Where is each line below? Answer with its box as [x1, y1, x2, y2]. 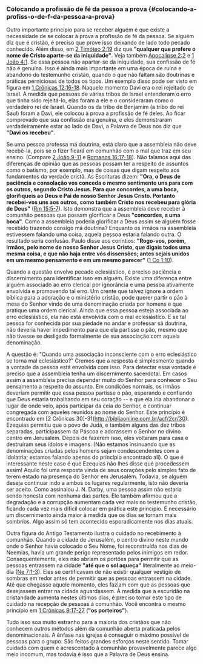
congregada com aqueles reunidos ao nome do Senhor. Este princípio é [6, 409, 185, 416]
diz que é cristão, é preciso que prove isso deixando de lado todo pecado [6, 39, 190, 47]
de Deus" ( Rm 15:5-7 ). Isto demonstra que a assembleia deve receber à [6, 205, 185, 212]
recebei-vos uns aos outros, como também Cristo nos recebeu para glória [6, 199, 196, 206]
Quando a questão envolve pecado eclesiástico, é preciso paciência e [6, 268, 181, 275]
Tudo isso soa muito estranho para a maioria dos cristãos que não [6, 619, 171, 626]
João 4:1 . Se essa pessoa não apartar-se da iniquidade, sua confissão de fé [6, 58, 196, 65]
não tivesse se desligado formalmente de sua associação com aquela [6, 332, 180, 340]
